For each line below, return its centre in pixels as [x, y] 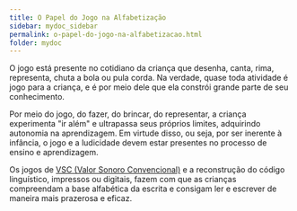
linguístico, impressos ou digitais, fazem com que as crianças [123, 180]
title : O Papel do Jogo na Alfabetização [88, 18]
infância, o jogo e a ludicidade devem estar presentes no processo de [138, 143]
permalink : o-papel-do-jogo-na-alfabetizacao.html [106, 34]
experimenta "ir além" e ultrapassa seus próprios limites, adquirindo [135, 124]
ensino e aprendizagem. [54, 153]
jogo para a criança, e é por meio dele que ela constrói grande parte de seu [149, 87]
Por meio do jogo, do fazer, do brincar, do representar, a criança [128, 114]
